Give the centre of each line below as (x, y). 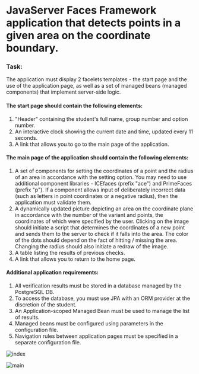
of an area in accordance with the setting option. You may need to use (101, 177)
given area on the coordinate (78, 36)
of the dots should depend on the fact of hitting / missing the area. (96, 240)
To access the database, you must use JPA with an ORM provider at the (102, 298)
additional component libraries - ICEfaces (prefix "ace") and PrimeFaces (103, 183)
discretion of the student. (46, 305)
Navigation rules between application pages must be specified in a (96, 336)
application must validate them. (53, 202)
